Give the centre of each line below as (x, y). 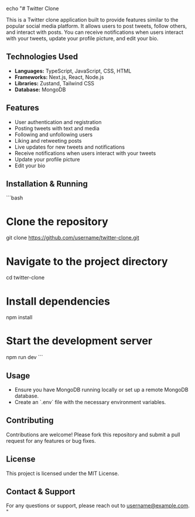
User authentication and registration (58, 122)
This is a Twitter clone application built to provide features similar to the (92, 20)
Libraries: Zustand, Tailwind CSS (54, 83)
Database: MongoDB (40, 89)
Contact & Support (41, 492)
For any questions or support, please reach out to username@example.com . (98, 506)
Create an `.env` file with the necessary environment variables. (90, 402)
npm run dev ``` (25, 357)
